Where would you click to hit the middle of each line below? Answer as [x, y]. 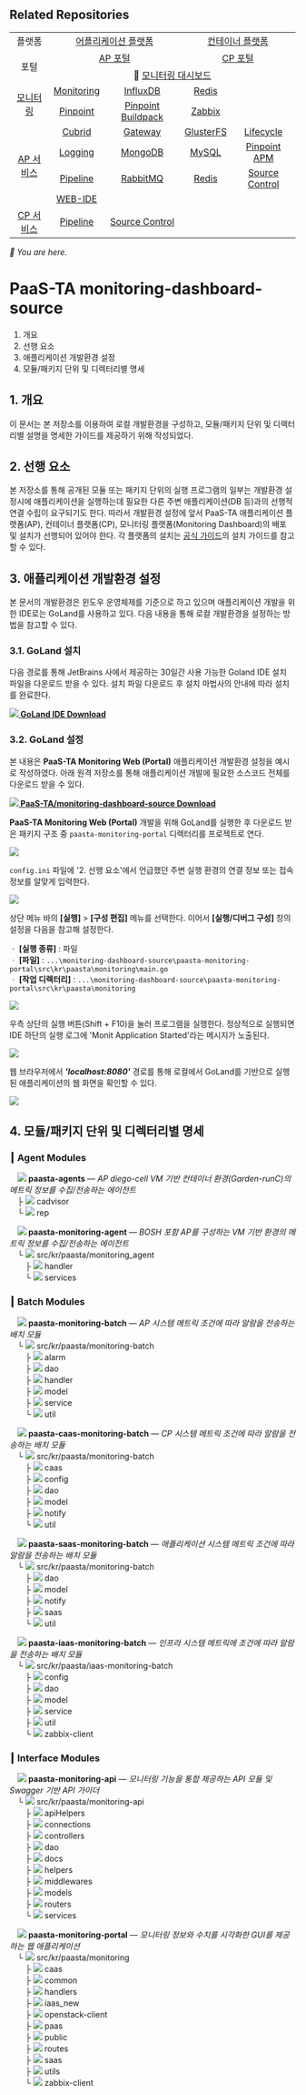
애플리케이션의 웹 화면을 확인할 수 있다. [88, 1083]
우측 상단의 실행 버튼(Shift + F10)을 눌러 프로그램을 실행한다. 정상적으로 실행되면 [152, 1023]
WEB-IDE [77, 198]
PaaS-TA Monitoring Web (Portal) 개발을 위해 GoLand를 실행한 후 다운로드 [146, 822]
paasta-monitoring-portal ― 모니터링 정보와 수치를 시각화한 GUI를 [151, 1935]
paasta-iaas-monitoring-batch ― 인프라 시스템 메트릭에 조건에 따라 [153, 1642]
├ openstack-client [66, 2015]
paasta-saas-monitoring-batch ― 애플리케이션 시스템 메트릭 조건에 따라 [162, 1543]
